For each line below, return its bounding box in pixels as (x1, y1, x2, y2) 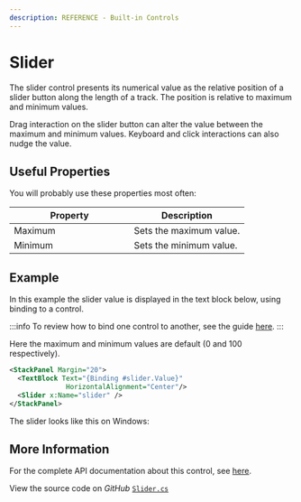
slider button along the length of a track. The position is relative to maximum (9, 91, 293, 102)
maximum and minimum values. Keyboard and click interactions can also (9, 128, 279, 139)
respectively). (9, 349, 60, 359)
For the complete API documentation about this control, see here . (9, 466, 252, 477)
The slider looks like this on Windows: (9, 415, 150, 426)
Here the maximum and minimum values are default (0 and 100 (9, 339, 242, 349)
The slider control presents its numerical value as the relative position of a (9, 82, 284, 93)
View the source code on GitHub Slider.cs (9, 483, 169, 494)
